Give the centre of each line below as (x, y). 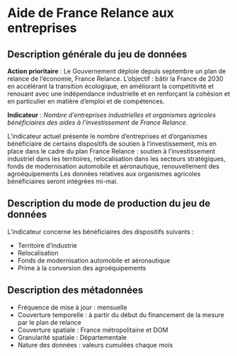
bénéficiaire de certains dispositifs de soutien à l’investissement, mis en (112, 144)
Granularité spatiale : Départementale (72, 337)
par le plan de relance (49, 322)
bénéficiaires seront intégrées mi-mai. (63, 181)
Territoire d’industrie (47, 245)
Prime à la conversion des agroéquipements (82, 268)
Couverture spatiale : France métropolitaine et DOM (93, 330)
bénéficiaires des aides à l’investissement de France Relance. (98, 122)
